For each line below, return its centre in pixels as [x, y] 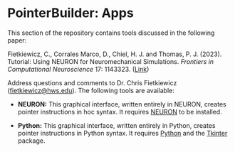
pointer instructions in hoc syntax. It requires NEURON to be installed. [120, 112]
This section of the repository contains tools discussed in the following [111, 33]
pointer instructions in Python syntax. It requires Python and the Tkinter [122, 133]
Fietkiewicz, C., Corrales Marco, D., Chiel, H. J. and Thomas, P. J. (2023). [115, 54]
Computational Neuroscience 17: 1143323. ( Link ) [78, 69]
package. [31, 141]
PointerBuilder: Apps [70, 13]
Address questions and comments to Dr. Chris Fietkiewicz [92, 82]
